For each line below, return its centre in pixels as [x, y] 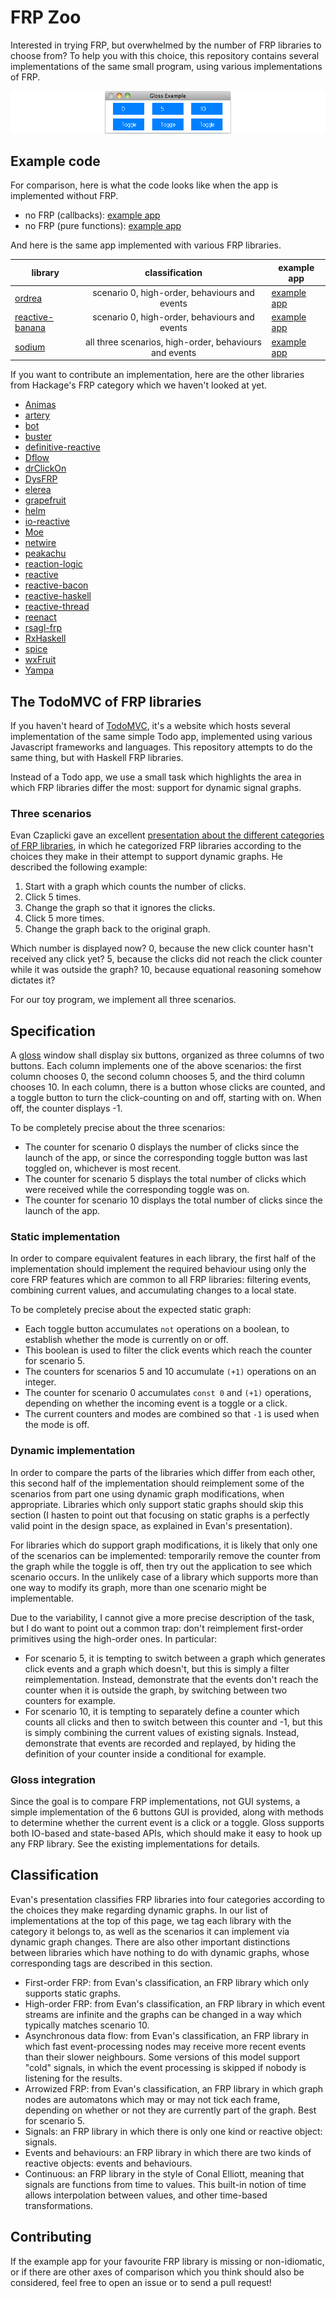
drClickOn [45, 468]
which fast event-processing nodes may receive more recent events [165, 2046]
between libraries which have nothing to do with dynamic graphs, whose [160, 1952]
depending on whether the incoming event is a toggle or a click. [156, 1403]
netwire [40, 543]
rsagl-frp [43, 628]
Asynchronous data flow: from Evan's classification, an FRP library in [166, 2035]
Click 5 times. [53, 897]
